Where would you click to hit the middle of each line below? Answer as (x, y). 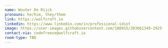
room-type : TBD (21, 38)
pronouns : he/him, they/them (35, 14)
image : (12, 28)
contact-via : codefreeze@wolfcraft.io (45, 33)
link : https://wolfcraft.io (34, 19)
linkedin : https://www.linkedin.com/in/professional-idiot (68, 24)
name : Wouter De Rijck (28, 10)
